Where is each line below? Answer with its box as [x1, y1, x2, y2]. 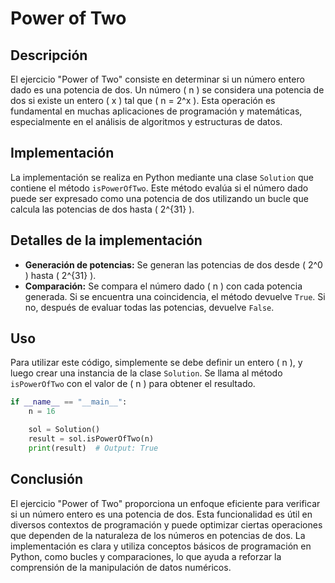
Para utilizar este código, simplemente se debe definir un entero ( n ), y [10, 357, 303, 369]
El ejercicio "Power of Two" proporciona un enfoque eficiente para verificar [10, 497, 321, 509]
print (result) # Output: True [28, 443, 159, 453]
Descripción [10, 47, 88, 64]
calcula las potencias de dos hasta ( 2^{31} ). [10, 203, 195, 215]
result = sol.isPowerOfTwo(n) [28, 434, 155, 444]
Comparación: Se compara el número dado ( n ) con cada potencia [24, 280, 303, 292]
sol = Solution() [28, 425, 101, 435]
